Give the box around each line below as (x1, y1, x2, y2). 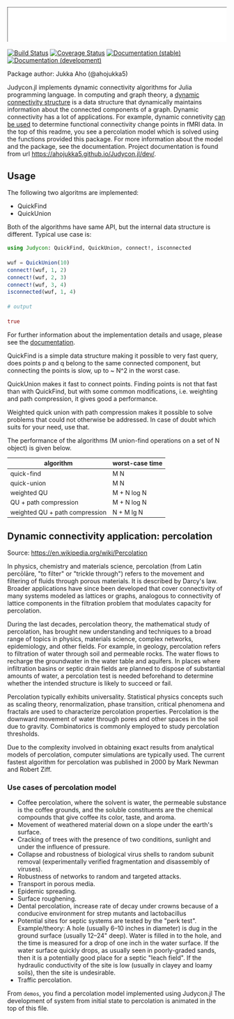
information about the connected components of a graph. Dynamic (7, 105, 199, 114)
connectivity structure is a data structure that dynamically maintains (7, 98, 202, 106)
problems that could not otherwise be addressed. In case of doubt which (7, 415, 216, 424)
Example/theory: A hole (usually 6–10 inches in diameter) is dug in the (17, 924, 218, 933)
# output (7, 303, 33, 310)
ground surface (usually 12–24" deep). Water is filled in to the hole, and (17, 931, 221, 940)
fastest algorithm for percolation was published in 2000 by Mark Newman (7, 757, 219, 766)
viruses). (17, 865, 43, 874)
